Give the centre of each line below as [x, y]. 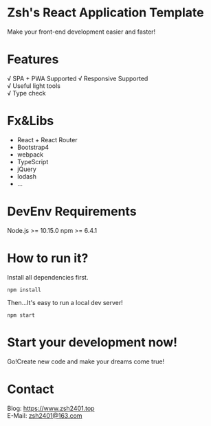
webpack [30, 154]
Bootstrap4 [33, 147]
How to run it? [48, 258]
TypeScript [33, 161]
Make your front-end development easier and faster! [81, 32]
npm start [21, 315]
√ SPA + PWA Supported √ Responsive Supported [78, 78]
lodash [26, 176]
